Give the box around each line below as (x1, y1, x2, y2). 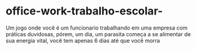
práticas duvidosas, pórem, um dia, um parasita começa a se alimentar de (5, 30, 191, 37)
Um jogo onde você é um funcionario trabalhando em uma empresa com (5, 24, 188, 31)
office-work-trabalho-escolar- (5, 4, 163, 18)
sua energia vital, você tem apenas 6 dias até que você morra (5, 37, 161, 44)
